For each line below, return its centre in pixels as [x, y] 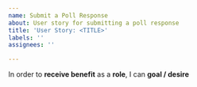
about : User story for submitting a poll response [94, 23]
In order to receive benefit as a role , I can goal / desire [98, 74]
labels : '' [26, 38]
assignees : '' [32, 45]
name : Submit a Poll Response [58, 15]
